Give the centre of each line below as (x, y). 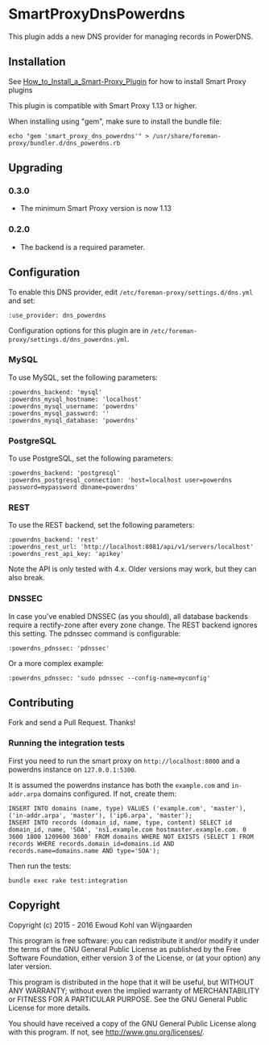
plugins (21, 90)
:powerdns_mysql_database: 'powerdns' (73, 420)
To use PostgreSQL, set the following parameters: (91, 458)
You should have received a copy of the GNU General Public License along (132, 1023)
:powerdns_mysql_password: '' (59, 413)
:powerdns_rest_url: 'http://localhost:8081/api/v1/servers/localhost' (131, 547)
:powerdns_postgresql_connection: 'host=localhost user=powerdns (120, 480)
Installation (37, 62)
